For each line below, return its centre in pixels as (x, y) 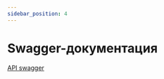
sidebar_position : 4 (38, 14)
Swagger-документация (83, 48)
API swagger (26, 68)
